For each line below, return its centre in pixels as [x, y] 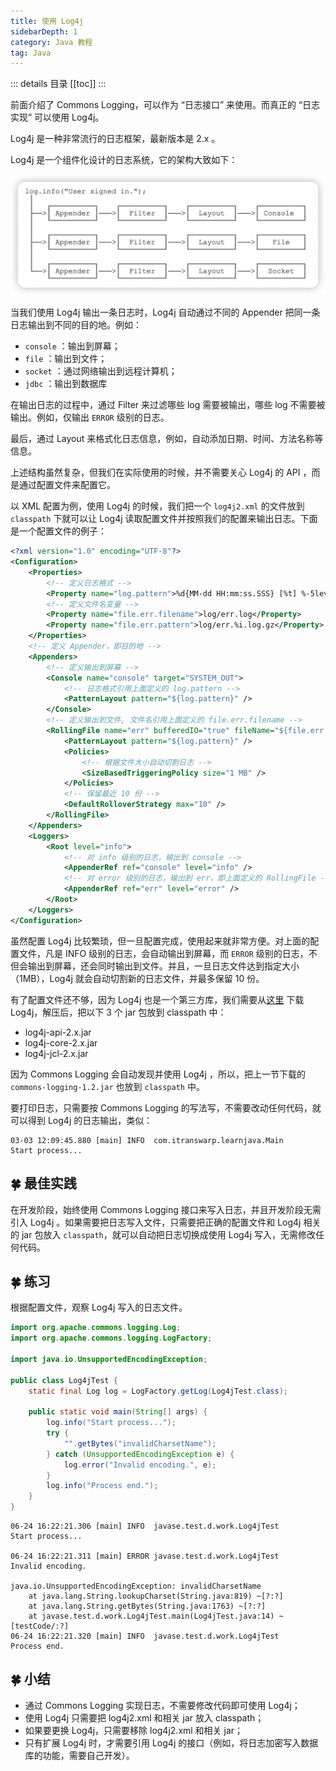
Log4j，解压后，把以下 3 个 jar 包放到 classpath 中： [118, 1012]
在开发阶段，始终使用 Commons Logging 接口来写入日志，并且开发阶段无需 [166, 1209]
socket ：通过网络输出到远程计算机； [101, 371]
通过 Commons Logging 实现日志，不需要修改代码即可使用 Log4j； [162, 1705]
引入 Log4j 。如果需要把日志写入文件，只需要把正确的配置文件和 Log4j [156, 1222]
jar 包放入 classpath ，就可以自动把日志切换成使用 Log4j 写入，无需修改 [168, 1234]
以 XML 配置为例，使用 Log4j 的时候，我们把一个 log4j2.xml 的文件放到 [157, 506]
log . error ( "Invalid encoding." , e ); [140, 1465]
